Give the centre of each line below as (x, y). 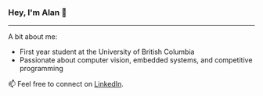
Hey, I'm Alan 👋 (38, 12)
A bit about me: (33, 37)
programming (41, 69)
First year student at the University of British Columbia (107, 52)
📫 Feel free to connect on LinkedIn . (66, 84)
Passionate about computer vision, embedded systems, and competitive (136, 60)
